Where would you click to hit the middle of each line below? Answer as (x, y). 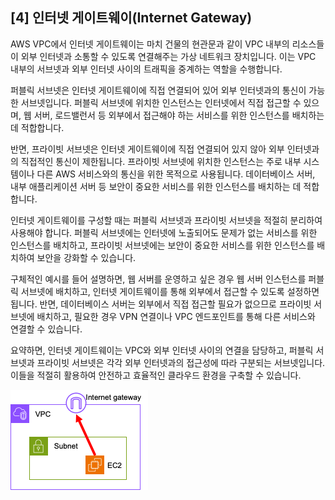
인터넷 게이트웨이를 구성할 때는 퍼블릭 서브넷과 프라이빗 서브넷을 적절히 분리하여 (166, 220)
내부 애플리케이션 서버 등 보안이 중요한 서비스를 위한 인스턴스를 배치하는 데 (156, 186)
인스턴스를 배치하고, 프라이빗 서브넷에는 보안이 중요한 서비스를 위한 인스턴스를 (162, 245)
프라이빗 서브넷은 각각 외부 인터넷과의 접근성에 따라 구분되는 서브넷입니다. (181, 362)
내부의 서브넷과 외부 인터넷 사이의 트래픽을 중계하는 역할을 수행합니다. (146, 69)
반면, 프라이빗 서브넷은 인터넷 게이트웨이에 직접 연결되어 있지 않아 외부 (147, 149)
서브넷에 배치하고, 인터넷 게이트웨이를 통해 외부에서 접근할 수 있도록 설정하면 (170, 291)
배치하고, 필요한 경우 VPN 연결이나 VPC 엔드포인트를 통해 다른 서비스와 (176, 316)
